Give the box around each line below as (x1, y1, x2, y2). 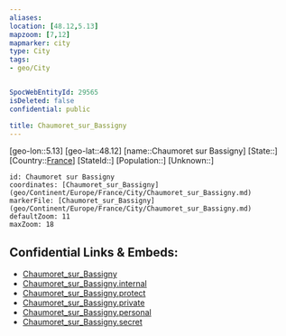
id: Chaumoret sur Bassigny (9, 173, 115, 182)
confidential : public (9, 105, 91, 114)
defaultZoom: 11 (9, 212, 70, 221)
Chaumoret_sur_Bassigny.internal (22, 278, 147, 289)
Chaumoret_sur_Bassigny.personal (22, 307, 152, 318)
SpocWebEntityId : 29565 (9, 88, 99, 97)
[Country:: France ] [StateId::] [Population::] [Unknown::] (9, 155, 215, 166)
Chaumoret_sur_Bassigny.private (22, 297, 145, 308)
